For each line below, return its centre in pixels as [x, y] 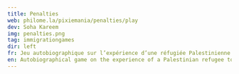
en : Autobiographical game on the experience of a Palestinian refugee [116, 60]
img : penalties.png [36, 33]
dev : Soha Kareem [33, 27]
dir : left [22, 47]
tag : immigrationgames [41, 40]
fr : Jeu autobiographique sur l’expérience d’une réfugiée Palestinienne [119, 54]
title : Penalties [33, 14]
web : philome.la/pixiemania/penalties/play [73, 20]
